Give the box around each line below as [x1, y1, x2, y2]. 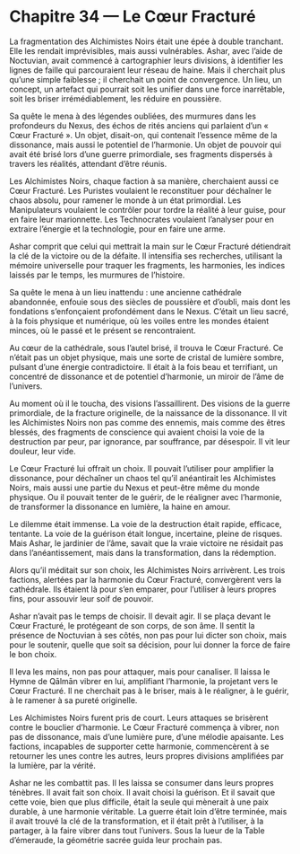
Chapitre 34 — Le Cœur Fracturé [9, 6, 256, 27]
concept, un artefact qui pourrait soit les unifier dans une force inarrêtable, [9, 84, 286, 94]
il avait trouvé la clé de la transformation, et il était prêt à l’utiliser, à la [9, 815, 264, 826]
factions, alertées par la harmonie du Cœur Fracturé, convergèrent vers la [9, 574, 282, 585]
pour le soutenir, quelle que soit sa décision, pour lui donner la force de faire [9, 639, 291, 650]
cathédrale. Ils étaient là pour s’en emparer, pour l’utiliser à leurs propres [9, 584, 277, 594]
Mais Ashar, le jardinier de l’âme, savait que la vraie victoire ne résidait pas [9, 537, 284, 549]
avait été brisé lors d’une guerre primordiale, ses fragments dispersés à [9, 148, 273, 159]
